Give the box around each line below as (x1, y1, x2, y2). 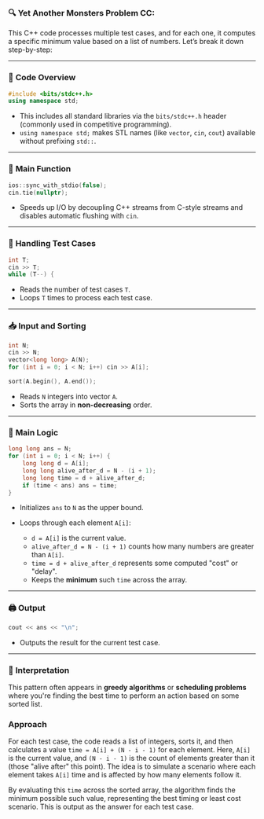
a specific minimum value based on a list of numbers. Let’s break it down (8, 37, 244, 46)
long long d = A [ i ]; (22, 460, 90, 468)
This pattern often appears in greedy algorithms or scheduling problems (8, 682, 247, 692)
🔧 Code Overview (8, 72, 76, 83)
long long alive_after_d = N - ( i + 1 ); (22, 467, 156, 475)
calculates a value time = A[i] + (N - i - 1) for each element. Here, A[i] (8, 745, 251, 755)
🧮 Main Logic (8, 427, 59, 438)
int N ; (8, 341, 30, 349)
